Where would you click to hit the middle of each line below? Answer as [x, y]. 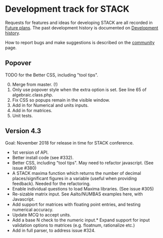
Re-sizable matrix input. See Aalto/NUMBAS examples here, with [77, 194]
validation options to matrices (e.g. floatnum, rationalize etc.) [73, 225]
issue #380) [24, 168]
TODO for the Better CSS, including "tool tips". [52, 75]
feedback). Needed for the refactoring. [51, 183]
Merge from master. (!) [35, 84]
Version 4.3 [23, 131]
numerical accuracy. [33, 210]
